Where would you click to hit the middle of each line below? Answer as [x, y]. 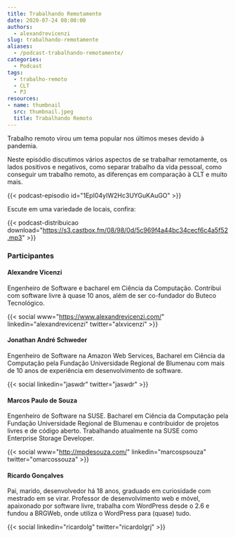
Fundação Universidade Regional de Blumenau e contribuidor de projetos [113, 424]
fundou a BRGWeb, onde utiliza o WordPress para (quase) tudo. [99, 513]
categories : [25, 60]
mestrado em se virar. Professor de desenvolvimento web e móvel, [104, 499]
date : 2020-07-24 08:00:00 [47, 20]
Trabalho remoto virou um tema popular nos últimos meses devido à [106, 138]
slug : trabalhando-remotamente [53, 40]
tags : [15, 72]
